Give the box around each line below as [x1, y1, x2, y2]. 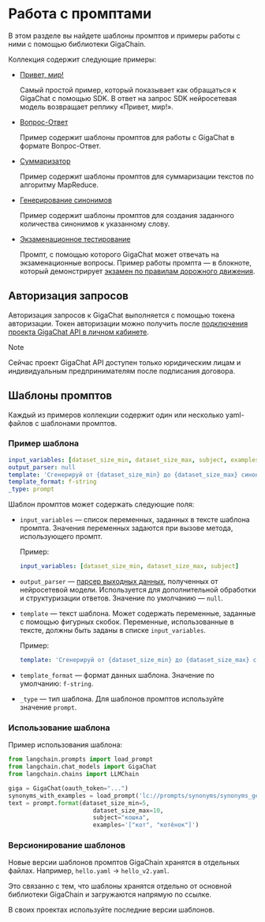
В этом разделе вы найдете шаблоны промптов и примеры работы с [8, 31, 241, 40]
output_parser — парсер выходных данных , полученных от [19, 577, 218, 586]
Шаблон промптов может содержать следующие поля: [8, 499, 195, 510]
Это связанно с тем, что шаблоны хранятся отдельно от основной [8, 882, 233, 891]
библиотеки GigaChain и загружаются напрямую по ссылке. [8, 890, 211, 899]
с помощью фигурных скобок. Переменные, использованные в [19, 617, 234, 627]
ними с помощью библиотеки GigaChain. [8, 39, 146, 48]
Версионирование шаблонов [8, 840, 126, 851]
